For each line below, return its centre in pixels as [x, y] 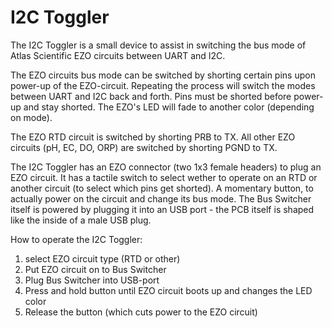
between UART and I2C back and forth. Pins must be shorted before [151, 96]
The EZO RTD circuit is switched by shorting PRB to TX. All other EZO [153, 137]
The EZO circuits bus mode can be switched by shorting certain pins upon [163, 75]
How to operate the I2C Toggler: [76, 239]
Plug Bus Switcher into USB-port [92, 280]
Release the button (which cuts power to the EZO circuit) [141, 312]
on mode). [31, 117]
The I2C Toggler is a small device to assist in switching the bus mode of [158, 45]
